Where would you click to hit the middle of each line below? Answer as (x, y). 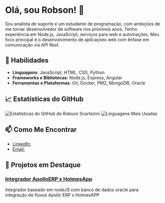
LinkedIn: (22, 144)
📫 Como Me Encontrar (41, 129)
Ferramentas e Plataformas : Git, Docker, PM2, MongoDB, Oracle (79, 83)
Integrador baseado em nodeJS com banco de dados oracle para (72, 190)
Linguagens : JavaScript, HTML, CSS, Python (58, 72)
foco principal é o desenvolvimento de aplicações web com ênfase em (77, 40)
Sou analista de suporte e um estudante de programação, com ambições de (82, 24)
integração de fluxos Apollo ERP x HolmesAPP (53, 195)
